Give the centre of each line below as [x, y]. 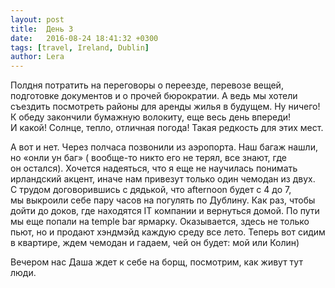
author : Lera [37, 57]
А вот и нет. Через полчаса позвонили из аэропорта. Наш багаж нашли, [164, 147]
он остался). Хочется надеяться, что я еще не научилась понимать [154, 168]
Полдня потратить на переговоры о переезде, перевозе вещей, [147, 85]
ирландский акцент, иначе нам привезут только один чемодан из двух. [163, 179]
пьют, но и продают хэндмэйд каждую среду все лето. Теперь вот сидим [168, 232]
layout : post [37, 19]
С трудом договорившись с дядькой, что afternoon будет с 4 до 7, [151, 190]
